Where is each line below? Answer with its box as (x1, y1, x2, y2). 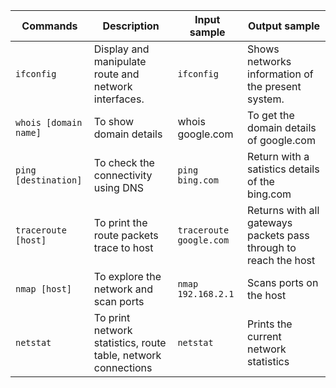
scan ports (93, 295, 145, 308)
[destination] (15, 175, 83, 186)
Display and (93, 42, 150, 56)
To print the (93, 216, 148, 229)
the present (247, 80, 302, 93)
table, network (93, 349, 162, 362)
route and (93, 67, 140, 81)
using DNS (93, 181, 145, 194)
